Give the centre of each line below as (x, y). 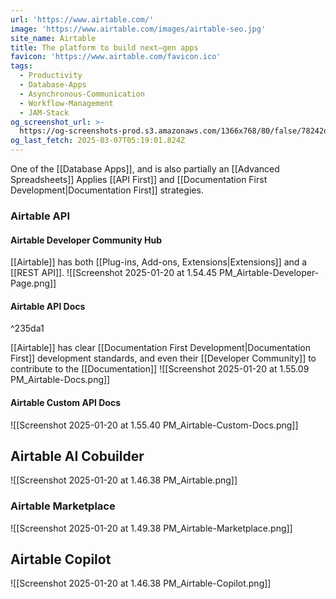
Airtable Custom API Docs (65, 402)
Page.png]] (33, 283)
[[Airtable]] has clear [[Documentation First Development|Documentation (160, 348)
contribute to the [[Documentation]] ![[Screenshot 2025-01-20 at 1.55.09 (160, 369)
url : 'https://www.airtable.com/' (82, 19)
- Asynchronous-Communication (82, 94)
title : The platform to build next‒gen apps (104, 47)
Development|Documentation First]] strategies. (107, 190)
